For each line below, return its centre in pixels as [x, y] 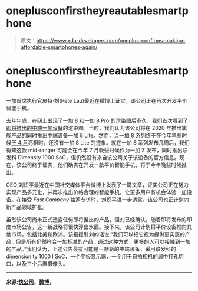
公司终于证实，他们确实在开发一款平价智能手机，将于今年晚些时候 [101, 165]
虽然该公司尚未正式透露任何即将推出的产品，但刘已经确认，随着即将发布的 [96, 219]
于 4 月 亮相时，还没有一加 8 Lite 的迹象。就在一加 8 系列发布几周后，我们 [100, 142]
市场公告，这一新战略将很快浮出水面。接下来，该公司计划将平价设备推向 [99, 227]
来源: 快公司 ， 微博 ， [30, 282]
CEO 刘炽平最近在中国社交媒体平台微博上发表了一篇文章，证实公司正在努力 [98, 185]
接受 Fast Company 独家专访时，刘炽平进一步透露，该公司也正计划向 [105, 200]
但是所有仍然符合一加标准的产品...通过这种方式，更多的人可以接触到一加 [103, 241]
